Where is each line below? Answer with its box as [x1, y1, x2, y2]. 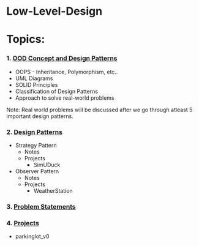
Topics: [6, 32, 45, 47]
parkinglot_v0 [15, 233, 50, 240]
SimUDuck [33, 161, 61, 168]
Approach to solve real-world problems [15, 94, 115, 102]
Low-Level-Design [6, 4, 103, 18]
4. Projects [6, 218, 40, 227]
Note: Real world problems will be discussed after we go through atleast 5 [6, 106, 193, 113]
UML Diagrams [15, 75, 53, 82]
